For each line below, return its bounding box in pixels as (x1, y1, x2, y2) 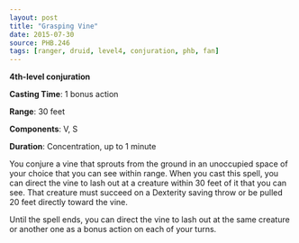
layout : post (9, 13, 59, 22)
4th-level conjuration (9, 71, 91, 82)
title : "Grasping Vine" (9, 22, 99, 31)
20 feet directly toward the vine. (9, 197, 129, 208)
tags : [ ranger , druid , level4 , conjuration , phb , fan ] (9, 47, 220, 56)
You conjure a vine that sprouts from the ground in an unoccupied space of (9, 158, 288, 169)
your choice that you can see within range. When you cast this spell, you (9, 168, 279, 179)
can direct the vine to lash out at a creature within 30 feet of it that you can (9, 177, 287, 189)
